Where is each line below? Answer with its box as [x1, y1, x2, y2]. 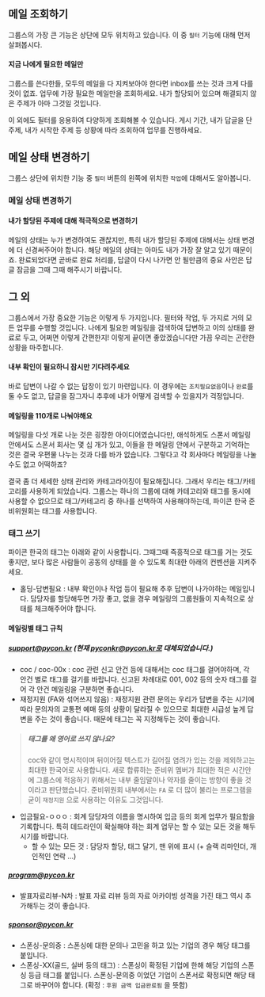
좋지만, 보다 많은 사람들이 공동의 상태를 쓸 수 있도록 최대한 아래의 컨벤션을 [8, 557, 236, 567]
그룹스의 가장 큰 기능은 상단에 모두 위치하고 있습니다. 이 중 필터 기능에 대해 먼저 [8, 30, 251, 40]
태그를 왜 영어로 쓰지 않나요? [27, 734, 115, 743]
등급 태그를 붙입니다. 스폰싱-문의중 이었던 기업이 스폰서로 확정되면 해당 [28, 970, 247, 980]
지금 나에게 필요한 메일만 [8, 59, 84, 69]
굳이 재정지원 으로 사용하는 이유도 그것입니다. [27, 795, 164, 804]
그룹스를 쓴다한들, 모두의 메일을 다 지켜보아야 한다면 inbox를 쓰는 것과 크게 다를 [8, 78, 254, 89]
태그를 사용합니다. [42, 506, 97, 516]
